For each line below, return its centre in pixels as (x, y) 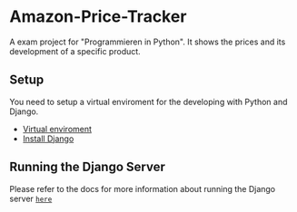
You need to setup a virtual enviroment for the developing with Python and (148, 101)
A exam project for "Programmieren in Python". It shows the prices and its (148, 42)
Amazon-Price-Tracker (98, 17)
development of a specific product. (75, 51)
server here (31, 198)
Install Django (48, 139)
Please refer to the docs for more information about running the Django (143, 188)
